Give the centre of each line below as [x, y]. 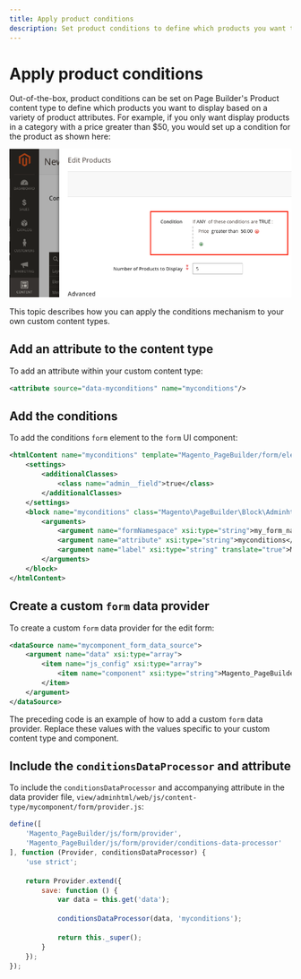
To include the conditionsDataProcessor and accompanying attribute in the [147, 787]
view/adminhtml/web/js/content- [136, 798]
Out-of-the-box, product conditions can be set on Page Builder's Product [144, 99]
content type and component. [64, 738]
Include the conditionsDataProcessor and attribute [150, 766]
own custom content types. [60, 321]
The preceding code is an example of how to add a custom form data [136, 719]
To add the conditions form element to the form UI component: [124, 438]
